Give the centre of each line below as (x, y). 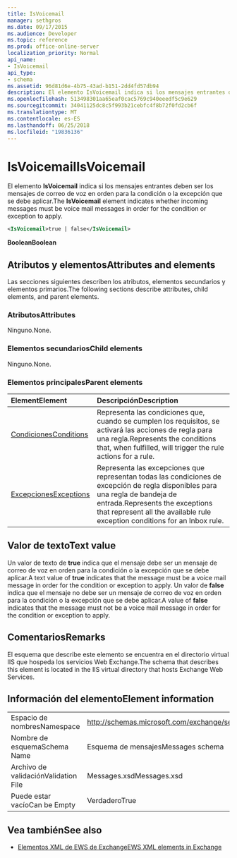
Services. (21, 677)
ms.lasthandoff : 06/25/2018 (49, 125)
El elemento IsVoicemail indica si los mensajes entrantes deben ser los (110, 186)
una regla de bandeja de (137, 494)
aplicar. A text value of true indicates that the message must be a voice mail (117, 577)
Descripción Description (137, 400)
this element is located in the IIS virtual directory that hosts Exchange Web (115, 669)
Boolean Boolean (32, 243)
